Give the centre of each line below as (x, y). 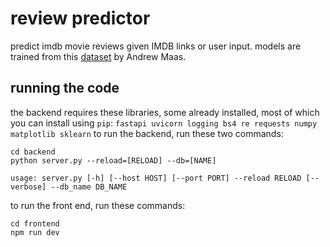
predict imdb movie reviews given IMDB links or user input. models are (156, 46)
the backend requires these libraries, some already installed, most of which (165, 112)
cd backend (33, 152)
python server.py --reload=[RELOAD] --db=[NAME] (113, 160)
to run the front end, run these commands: (98, 205)
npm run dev (35, 232)
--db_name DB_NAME (89, 187)
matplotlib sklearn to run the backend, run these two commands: (147, 133)
